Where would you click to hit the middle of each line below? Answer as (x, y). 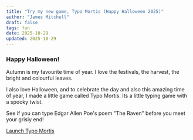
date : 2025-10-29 (27, 33)
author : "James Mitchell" (38, 17)
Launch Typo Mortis (30, 131)
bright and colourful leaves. (39, 78)
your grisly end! (25, 119)
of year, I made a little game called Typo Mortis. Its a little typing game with (97, 96)
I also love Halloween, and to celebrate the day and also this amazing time (95, 90)
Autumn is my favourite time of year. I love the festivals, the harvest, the (93, 72)
